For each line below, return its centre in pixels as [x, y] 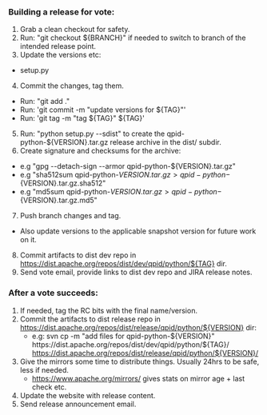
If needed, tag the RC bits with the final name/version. [109, 310]
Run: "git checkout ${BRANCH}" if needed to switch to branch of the [133, 38]
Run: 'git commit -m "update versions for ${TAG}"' [103, 110]
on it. [28, 240]
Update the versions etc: [60, 55]
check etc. [49, 387]
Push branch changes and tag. [70, 216]
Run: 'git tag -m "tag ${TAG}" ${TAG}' [82, 118]
